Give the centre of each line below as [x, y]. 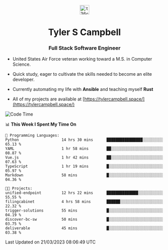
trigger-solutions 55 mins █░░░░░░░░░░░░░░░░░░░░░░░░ [84, 211]
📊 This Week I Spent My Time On [41, 124]
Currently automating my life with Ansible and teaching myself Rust [83, 89]
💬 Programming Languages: [32, 136]
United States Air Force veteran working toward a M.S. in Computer [82, 59]
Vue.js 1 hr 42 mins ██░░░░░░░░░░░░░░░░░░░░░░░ [84, 158]
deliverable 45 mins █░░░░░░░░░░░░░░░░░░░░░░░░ [84, 228]
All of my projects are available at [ [48, 99]
